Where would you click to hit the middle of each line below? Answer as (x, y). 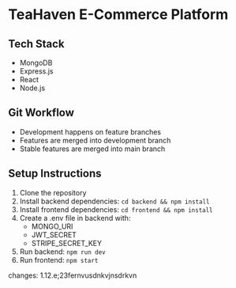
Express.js (36, 71)
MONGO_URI (52, 226)
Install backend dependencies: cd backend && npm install (114, 201)
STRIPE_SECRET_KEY (67, 243)
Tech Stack (36, 44)
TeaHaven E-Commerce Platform (118, 15)
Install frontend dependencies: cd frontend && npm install (116, 209)
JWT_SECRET (54, 234)
